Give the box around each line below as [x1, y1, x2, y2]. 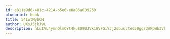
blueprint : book [5, 12, 39, 17]
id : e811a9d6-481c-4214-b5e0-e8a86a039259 [5, 7, 96, 13]
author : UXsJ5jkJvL [5, 21, 47, 27]
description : [5, 26, 33, 31]
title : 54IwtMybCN [5, 17, 44, 22]
